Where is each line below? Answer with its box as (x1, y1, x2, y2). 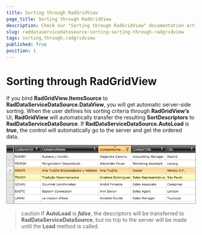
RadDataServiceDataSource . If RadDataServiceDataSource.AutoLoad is (6, 120, 189, 127)
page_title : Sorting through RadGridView (6, 16, 112, 22)
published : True (6, 42, 47, 48)
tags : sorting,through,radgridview (6, 35, 96, 42)
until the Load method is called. (20, 223, 99, 230)
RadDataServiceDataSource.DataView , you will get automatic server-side (6, 101, 191, 108)
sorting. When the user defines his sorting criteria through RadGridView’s (6, 107, 189, 114)
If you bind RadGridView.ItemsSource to (6, 94, 108, 102)
